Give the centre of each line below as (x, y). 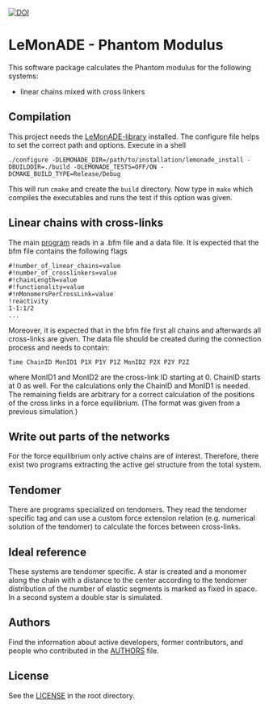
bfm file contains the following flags (68, 251)
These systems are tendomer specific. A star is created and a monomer (128, 572)
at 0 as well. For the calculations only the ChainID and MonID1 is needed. (129, 385)
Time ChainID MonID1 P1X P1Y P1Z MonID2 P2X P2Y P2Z (99, 362)
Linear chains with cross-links (86, 223)
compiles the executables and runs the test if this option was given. (120, 197)
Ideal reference (48, 552)
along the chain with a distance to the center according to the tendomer (128, 580)
